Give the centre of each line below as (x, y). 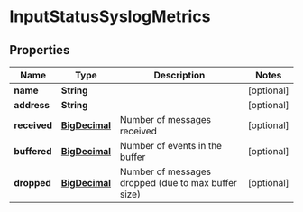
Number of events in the (171, 146)
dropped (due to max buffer (178, 183)
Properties (40, 50)
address (32, 105)
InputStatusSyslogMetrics (110, 17)
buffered (33, 151)
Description (179, 75)
